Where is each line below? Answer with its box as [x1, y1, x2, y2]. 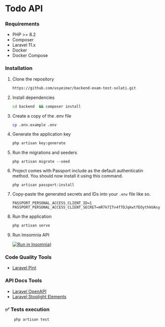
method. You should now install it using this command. [12, 173, 123, 179]
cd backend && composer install [12, 104, 81, 109]
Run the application [12, 213, 52, 219]
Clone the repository [12, 76, 54, 82]
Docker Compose [12, 53, 48, 59]
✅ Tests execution [5, 306, 50, 313]
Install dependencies [12, 94, 55, 100]
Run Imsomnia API [12, 232, 50, 238]
